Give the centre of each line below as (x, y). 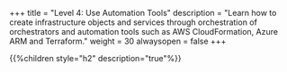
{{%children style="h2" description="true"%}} (95, 58)
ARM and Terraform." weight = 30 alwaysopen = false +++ (118, 41)
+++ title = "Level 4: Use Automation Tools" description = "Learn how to (143, 13)
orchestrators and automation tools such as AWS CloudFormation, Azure (144, 32)
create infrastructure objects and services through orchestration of (134, 22)
